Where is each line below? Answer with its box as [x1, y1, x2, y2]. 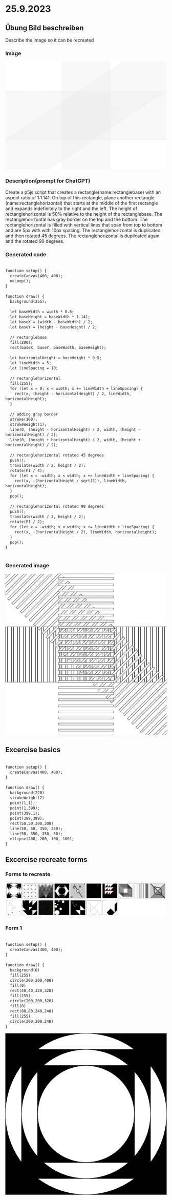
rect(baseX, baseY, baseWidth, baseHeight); [10, 345, 106, 350]
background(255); [10, 299, 47, 304]
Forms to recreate [5, 871, 51, 878]
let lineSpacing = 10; [10, 365, 58, 370]
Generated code [5, 251, 47, 258]
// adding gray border [10, 411, 58, 417]
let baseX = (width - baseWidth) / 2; [10, 319, 93, 324]
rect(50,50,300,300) [10, 821, 54, 826]
